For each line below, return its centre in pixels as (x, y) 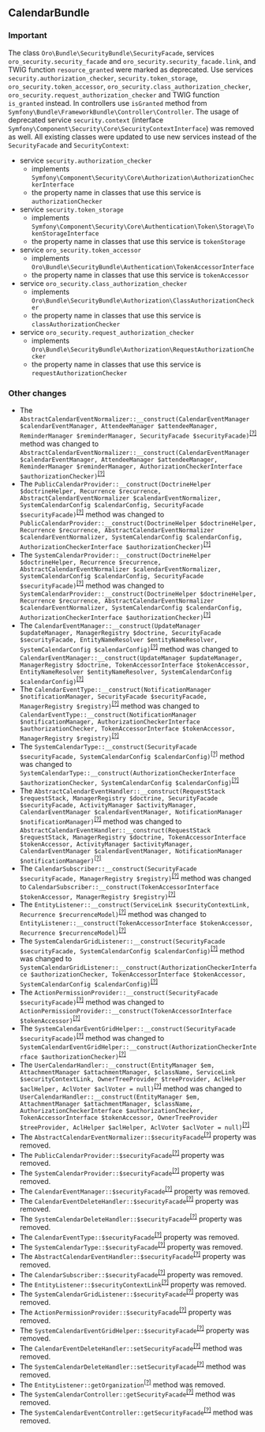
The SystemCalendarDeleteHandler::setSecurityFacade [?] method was (132, 1366)
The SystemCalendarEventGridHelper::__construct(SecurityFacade (128, 1028)
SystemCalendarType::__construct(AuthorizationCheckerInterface (127, 773)
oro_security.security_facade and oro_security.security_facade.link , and (132, 61)
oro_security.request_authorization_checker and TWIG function (114, 95)
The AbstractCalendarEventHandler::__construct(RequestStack (122, 791)
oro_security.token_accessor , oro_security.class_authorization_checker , (129, 86)
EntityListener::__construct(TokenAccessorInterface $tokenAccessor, (136, 923)
